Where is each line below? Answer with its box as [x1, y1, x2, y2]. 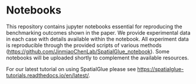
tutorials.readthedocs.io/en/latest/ [6, 72, 89, 79]
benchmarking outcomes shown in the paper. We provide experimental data [6, 29, 191, 36]
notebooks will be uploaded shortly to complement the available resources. [6, 54, 189, 61]
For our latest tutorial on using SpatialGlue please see [6, 65, 136, 72]
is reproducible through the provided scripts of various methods [6, 42, 162, 49]
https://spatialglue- [137, 65, 184, 72]
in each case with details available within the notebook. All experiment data [6, 35, 189, 42]
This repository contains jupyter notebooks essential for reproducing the [6, 23, 182, 30]
